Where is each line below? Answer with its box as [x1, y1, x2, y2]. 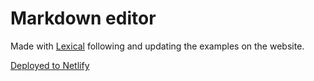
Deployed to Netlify [10, 59, 90, 71]
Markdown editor [10, 7, 157, 30]
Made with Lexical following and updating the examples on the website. [10, 40, 305, 52]
